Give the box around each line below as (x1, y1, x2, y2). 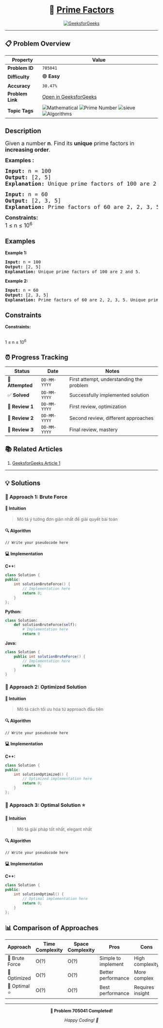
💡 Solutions (5, 479, 41, 487)
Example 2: (5, 278, 28, 284)
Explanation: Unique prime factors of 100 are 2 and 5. (5, 269, 141, 274)
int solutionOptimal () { (14, 892, 64, 897)
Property (12, 56, 33, 63)
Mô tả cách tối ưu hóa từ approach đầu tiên (16, 707, 103, 712)
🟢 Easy (42, 73, 60, 80)
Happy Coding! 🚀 (64, 1017, 99, 1023)
